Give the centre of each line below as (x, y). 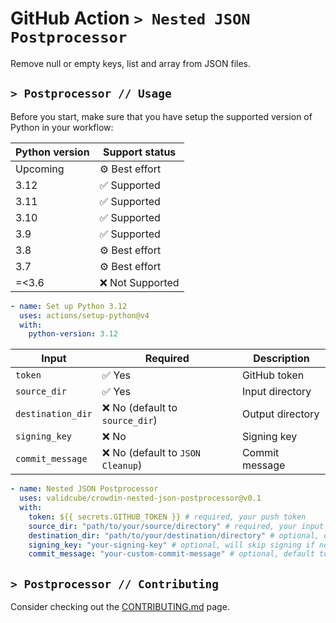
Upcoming (40, 169)
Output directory (280, 414)
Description (281, 359)
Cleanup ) (122, 465)
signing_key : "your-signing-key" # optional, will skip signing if (171, 545)
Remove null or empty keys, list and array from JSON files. (131, 63)
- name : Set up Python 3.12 (69, 306)
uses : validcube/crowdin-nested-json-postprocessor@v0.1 (140, 498)
